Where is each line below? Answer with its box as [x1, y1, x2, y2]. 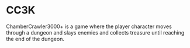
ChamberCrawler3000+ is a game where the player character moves [6, 23, 172, 30]
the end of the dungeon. [6, 35, 64, 42]
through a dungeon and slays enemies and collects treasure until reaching [6, 29, 185, 36]
